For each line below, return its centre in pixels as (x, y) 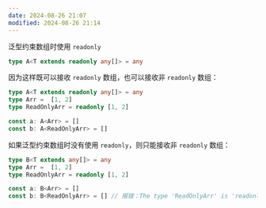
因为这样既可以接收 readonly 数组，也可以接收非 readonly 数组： (114, 78)
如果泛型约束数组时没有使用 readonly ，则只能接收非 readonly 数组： (120, 145)
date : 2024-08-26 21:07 (47, 15)
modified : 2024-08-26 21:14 (55, 23)
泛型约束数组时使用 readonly (55, 46)
